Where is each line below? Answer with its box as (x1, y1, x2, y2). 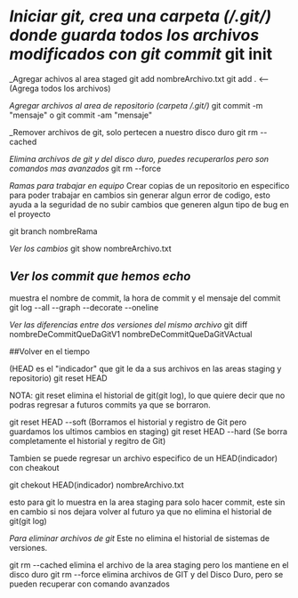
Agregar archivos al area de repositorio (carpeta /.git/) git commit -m (9, 100, 263, 110)
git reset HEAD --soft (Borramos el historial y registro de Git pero (9, 416, 247, 427)
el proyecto (9, 208, 51, 219)
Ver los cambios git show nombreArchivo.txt (9, 243, 172, 254)
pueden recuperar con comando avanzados (9, 578, 171, 589)
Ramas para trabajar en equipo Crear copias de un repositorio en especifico (9, 180, 290, 190)
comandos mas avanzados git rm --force (9, 163, 162, 174)
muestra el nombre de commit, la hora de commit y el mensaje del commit (9, 292, 281, 303)
